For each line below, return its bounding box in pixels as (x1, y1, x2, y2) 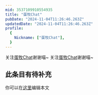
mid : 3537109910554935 (5, 7, 53, 12)
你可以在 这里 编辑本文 (5, 84, 49, 90)
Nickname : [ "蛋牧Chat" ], (14, 35, 65, 40)
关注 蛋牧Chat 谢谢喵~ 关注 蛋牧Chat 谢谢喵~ (5, 54, 94, 60)
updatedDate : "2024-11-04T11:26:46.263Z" (5, 21, 93, 26)
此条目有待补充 (5, 70, 52, 79)
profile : (5, 26, 24, 31)
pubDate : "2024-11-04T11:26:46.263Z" (5, 16, 84, 21)
